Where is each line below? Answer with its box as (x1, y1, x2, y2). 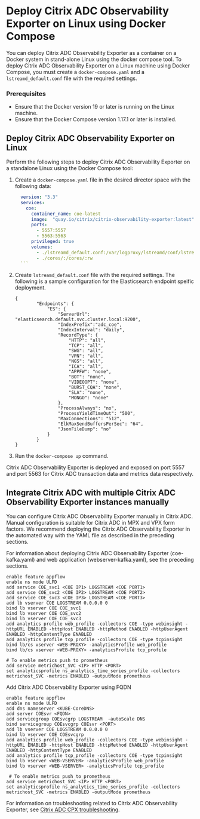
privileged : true (30, 239, 75, 245)
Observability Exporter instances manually (6, 497, 169, 507)
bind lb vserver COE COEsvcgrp (6, 732, 84, 738)
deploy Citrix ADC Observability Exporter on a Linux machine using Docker (6, 61, 190, 69)
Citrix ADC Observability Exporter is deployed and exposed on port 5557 (6, 464, 185, 471)
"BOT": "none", (68, 374, 106, 380)
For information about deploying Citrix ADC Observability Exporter (6, 550, 169, 557)
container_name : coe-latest (30, 211, 101, 217)
